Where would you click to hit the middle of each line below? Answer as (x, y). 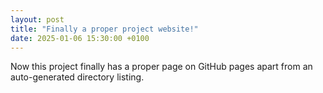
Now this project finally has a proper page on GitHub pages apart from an (161, 67)
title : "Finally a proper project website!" (104, 29)
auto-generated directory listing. (77, 77)
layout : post (37, 19)
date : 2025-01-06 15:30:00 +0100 (80, 38)
